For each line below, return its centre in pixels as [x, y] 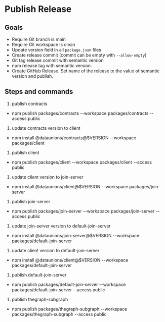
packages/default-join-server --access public [58, 290]
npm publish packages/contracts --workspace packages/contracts [80, 113]
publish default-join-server [39, 275]
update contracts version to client [46, 128]
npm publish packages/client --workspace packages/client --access [82, 162]
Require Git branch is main [39, 39]
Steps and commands [39, 92]
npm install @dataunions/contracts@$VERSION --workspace [74, 138]
